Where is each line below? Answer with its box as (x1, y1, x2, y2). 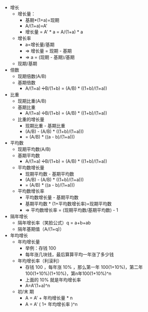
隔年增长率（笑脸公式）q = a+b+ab (17, 220, 91, 226)
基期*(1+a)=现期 (25, 17, 60, 23)
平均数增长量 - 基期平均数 (25, 194, 79, 200)
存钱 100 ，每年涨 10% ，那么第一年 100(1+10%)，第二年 (25, 264, 143, 270)
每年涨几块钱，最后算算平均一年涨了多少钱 (25, 252, 114, 257)
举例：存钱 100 (25, 245, 57, 251)
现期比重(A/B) (17, 98, 46, 104)
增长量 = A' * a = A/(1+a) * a (25, 29, 83, 34)
